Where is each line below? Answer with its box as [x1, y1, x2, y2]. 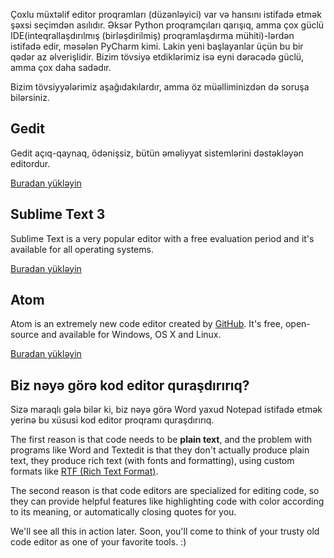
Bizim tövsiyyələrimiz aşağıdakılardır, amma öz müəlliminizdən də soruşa [10, 81, 310, 93]
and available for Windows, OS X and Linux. [41, 329, 222, 341]
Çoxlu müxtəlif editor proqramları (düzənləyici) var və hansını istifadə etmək [10, 9, 322, 20]
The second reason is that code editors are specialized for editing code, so [10, 485, 320, 497]
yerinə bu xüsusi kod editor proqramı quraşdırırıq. [10, 414, 215, 426]
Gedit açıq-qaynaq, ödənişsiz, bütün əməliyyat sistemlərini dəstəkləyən [10, 147, 304, 159]
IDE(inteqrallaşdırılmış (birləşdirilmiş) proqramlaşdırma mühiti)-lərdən [10, 30, 295, 41]
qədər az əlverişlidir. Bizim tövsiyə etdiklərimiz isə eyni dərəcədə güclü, [10, 51, 305, 63]
